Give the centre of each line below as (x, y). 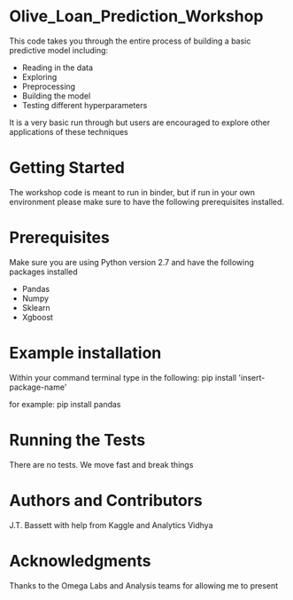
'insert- (252, 377)
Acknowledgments (81, 561)
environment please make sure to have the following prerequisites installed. (147, 201)
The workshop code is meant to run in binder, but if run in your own (132, 192)
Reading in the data (58, 67)
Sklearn (36, 307)
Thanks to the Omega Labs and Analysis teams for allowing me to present (144, 585)
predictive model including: (59, 50)
